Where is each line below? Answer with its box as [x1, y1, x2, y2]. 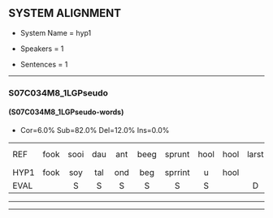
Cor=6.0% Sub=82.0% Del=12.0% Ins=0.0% [19, 125, 170, 135]
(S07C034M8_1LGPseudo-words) [8, 107, 124, 117]
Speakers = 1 [19, 44, 64, 53]
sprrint [164, 166, 190, 177]
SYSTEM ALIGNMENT [8, 6, 122, 20]
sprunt [165, 148, 190, 160]
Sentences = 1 [19, 59, 68, 69]
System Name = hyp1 [19, 28, 92, 37]
